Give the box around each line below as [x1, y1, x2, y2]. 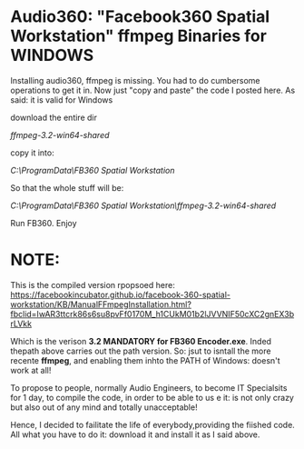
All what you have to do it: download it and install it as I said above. [10, 429, 260, 440]
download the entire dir [10, 112, 98, 123]
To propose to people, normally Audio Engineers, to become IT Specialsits [10, 382, 288, 393]
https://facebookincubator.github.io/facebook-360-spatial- [10, 289, 230, 300]
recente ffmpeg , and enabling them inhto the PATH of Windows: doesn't [10, 354, 280, 365]
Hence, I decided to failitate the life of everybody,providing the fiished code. [10, 419, 296, 430]
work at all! [10, 364, 52, 375]
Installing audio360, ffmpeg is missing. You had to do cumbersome [10, 75, 261, 85]
